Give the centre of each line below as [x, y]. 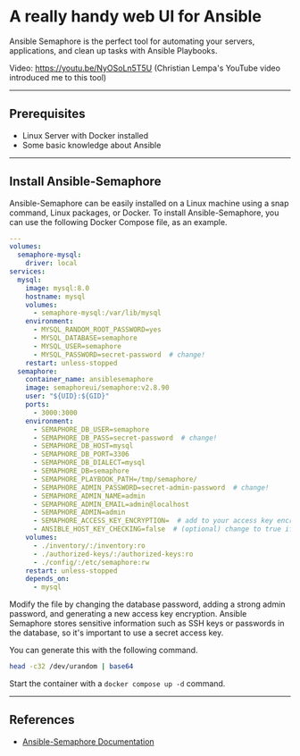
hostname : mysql [56, 297]
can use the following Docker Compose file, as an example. [118, 222]
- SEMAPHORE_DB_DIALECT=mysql [89, 463]
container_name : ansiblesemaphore [89, 380]
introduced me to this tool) [58, 77]
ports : [37, 405]
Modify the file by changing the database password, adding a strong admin [147, 604]
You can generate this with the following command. [104, 651]
